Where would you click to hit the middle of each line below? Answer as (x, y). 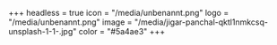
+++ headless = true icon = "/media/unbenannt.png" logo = (119, 13)
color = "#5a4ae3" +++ (122, 31)
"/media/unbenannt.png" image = (70, 22)
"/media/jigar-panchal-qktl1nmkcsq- (201, 22)
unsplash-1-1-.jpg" (43, 31)
